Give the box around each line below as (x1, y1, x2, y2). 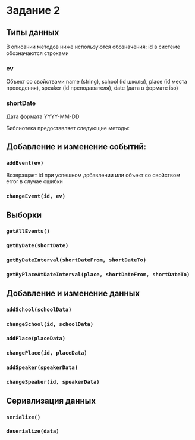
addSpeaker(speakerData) (6, 364, 78, 371)
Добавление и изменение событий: (6, 141, 147, 152)
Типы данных (6, 27, 59, 38)
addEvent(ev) (6, 159, 44, 166)
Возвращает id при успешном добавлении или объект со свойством (6, 171, 180, 179)
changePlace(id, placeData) (6, 350, 87, 356)
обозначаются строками (6, 50, 70, 57)
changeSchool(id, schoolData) (6, 321, 94, 327)
